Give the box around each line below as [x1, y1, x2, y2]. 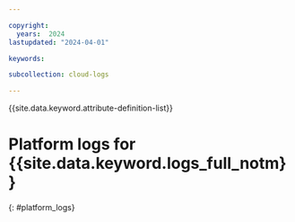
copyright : [8, 21, 49, 30]
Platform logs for [8, 134, 136, 155]
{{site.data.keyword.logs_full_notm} [8, 154, 287, 173]
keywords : [8, 54, 46, 63]
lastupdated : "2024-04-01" [8, 38, 109, 47]
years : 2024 [16, 29, 65, 39]
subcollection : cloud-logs [8, 70, 109, 79]
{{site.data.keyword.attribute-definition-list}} [8, 102, 174, 113]
